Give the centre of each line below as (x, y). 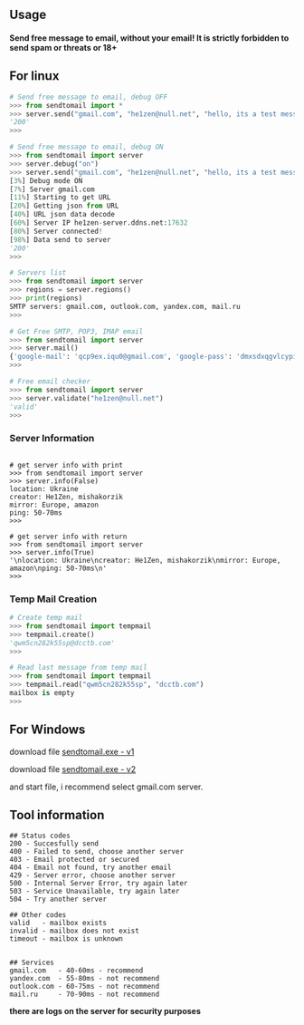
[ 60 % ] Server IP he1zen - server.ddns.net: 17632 (99, 223)
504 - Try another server (58, 899)
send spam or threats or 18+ (63, 47)
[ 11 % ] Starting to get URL (60, 198)
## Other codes (38, 915)
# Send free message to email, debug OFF (89, 97)
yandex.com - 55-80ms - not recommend (85, 979)
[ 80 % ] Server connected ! (56, 231)
